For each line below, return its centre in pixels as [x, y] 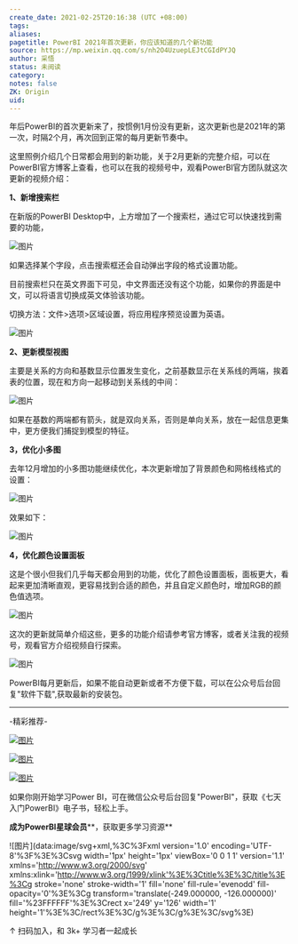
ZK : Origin [29, 92]
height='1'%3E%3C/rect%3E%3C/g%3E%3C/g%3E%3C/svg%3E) [132, 913]
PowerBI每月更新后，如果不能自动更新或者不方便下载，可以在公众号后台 [141, 683]
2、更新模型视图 [39, 352]
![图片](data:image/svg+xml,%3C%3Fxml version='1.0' [110, 846]
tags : [19, 26]
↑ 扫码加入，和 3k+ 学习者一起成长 [73, 931]
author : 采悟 [32, 59]
